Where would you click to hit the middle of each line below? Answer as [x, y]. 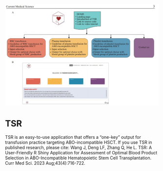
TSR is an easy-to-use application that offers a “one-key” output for [73, 137]
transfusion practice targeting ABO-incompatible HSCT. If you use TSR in [79, 142]
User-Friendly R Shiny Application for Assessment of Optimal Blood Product [81, 153]
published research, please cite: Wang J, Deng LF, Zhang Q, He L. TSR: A [79, 148]
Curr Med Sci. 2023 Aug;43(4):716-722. [45, 163]
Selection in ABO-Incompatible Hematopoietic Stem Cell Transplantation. [78, 158]
